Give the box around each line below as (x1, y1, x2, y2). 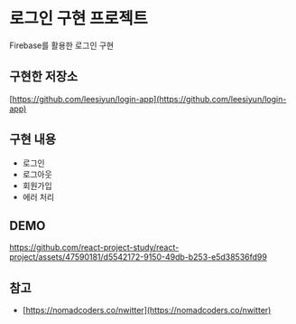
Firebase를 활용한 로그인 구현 (9, 40, 115, 51)
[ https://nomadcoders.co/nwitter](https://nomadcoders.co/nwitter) (22, 305, 272, 316)
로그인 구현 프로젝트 (9, 8, 149, 29)
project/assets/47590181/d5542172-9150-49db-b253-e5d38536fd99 (9, 252, 268, 262)
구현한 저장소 (9, 69, 79, 84)
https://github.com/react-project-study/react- (9, 242, 180, 253)
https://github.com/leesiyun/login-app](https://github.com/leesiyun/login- (12, 93, 287, 104)
